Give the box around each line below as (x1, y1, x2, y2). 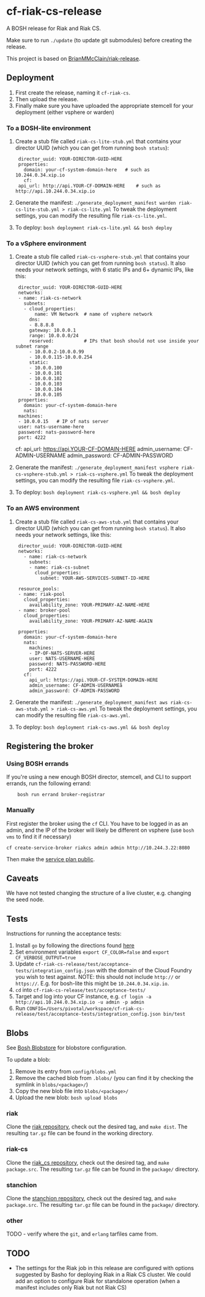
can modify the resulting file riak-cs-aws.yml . (15, 711, 130, 718)
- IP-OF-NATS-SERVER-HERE (29, 650, 95, 656)
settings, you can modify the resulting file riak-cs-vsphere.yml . (15, 477, 176, 484)
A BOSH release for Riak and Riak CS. (6, 25, 102, 32)
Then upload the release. (15, 95, 78, 102)
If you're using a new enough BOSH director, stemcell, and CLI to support (6, 774, 192, 781)
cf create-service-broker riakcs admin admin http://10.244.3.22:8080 (6, 845, 190, 851)
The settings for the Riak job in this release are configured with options (15, 1265, 194, 1272)
